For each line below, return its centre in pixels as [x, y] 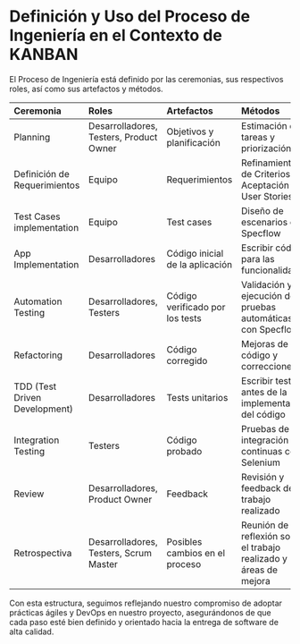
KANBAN [44, 55]
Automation [38, 301]
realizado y [264, 558]
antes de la [264, 392]
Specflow [261, 233]
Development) [44, 409]
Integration [37, 440]
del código [263, 414]
